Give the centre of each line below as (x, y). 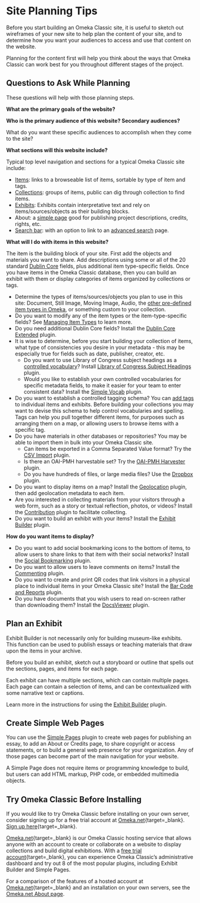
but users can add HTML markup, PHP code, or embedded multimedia (93, 774)
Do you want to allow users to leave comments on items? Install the (97, 567)
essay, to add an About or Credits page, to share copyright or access (91, 744)
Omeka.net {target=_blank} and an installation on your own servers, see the (98, 887)
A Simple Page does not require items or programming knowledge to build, (98, 768)
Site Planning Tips (52, 11)
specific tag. (30, 429)
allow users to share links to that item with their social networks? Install (102, 554)
